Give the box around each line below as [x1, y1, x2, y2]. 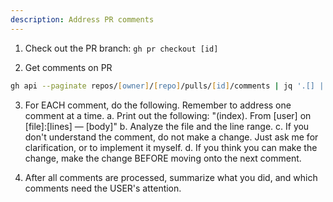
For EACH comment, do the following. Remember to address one [24, 99, 292, 111]
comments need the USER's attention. [24, 182, 182, 194]
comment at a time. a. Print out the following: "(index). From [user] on [24, 109, 312, 121]
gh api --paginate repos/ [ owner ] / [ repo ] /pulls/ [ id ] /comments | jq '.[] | [10, 81, 325, 91]
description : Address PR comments [10, 14, 155, 25]
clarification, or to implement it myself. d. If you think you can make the [24, 141, 318, 153]
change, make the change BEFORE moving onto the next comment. [24, 152, 302, 164]
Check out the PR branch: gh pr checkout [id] [24, 42, 219, 54]
